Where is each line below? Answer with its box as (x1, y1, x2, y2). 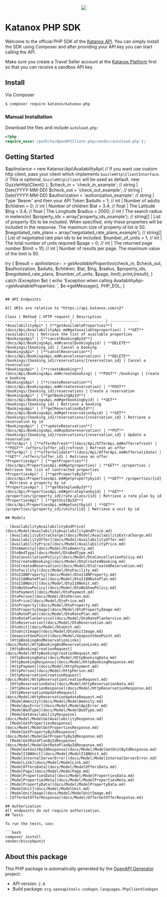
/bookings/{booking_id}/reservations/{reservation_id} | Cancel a (5, 358, 146, 363)
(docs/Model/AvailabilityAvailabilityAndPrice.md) (5, 528, 113, 534)
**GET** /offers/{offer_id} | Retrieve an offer (5, 454, 108, 459)
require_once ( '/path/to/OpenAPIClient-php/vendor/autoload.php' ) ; (5, 139, 146, 144)
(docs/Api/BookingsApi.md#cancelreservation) (5, 354, 101, 359)
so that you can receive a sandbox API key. (5, 64, 94, 70)
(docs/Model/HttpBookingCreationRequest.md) (5, 651, 99, 656)
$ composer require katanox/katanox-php (5, 101, 91, 106)
